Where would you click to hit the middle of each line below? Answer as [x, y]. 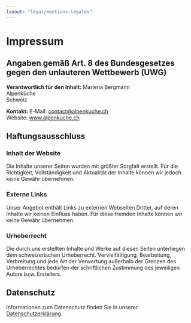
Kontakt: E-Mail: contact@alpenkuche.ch [57, 111]
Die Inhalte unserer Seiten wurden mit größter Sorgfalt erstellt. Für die [92, 166]
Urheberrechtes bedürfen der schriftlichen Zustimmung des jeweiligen [93, 267]
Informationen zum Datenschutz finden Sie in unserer [72, 307]
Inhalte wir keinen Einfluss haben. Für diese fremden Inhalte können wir [94, 214]
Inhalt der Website [34, 153]
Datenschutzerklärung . [34, 313]
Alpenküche [21, 93]
